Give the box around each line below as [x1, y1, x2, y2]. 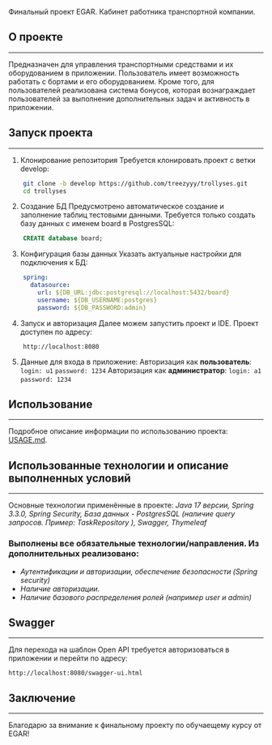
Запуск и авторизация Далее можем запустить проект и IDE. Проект [19, 318, 259, 328]
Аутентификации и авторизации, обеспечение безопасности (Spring [19, 567, 257, 576]
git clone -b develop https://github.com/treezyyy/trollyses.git [23, 179, 249, 187]
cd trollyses [23, 186, 67, 195]
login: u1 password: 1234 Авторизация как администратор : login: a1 [19, 365, 261, 375]
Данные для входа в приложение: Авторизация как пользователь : [19, 357, 253, 366]
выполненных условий [8, 471, 131, 485]
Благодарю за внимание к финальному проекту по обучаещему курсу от [8, 721, 262, 730]
